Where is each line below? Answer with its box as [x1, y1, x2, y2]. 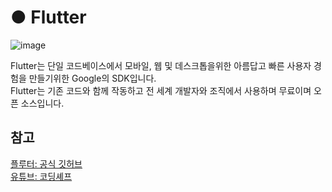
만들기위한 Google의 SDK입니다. [28, 72, 157, 84]
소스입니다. [20, 97, 65, 109]
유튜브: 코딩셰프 [10, 170, 73, 182]
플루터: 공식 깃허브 [10, 157, 83, 170]
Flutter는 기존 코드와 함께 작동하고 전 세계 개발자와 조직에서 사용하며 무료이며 [10, 84, 312, 96]
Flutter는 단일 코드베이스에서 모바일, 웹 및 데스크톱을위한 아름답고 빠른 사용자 [10, 59, 312, 71]
